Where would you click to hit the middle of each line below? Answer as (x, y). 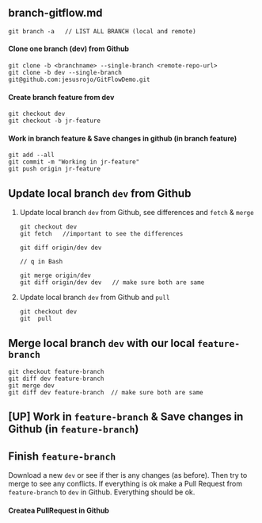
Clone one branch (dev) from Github (68, 49)
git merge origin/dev (55, 276)
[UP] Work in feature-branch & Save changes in (126, 417)
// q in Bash (41, 262)
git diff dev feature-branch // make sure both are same (106, 393)
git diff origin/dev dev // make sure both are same (112, 283)
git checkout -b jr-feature (55, 121)
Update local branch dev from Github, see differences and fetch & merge (137, 213)
